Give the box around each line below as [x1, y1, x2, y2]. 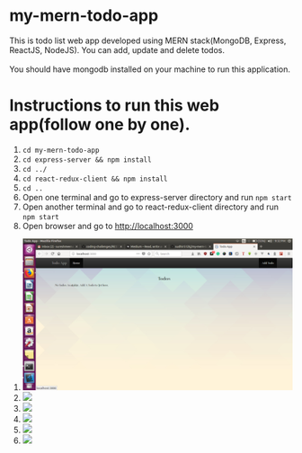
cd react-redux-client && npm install [22, 174, 168, 183]
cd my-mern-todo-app [22, 146, 100, 155]
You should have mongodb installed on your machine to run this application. [9, 64, 290, 75]
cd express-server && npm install [22, 155, 152, 164]
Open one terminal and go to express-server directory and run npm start [22, 191, 292, 202]
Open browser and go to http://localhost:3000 [22, 220, 193, 231]
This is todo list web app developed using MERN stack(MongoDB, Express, [9, 35, 287, 46]
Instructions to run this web [9, 95, 220, 116]
